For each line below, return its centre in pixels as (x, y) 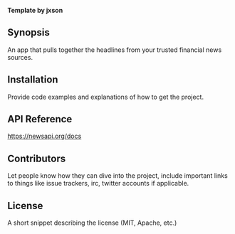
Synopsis (28, 32)
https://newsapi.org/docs (45, 136)
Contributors (37, 158)
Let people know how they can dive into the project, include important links (117, 176)
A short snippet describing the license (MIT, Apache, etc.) (92, 223)
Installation (33, 80)
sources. (20, 57)
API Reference (40, 119)
